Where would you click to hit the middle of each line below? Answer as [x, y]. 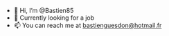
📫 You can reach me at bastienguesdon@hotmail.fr [88, 25]
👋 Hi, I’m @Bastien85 [44, 11]
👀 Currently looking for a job [54, 18]
